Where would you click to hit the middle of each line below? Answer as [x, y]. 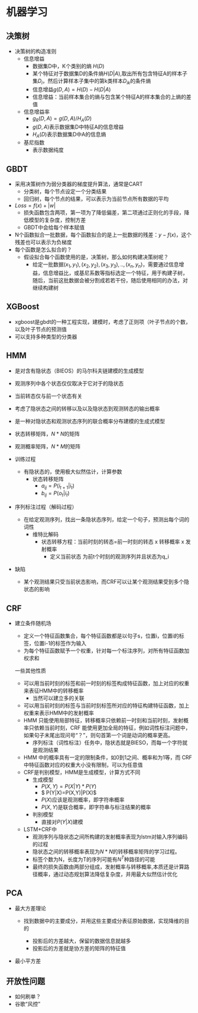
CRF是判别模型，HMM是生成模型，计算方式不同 [82, 772]
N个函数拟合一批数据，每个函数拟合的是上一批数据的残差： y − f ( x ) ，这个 [103, 235]
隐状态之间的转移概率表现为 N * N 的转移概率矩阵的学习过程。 [106, 852]
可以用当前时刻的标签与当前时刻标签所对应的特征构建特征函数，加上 [106, 706]
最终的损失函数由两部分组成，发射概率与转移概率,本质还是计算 [108, 867]
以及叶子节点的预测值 [40, 329]
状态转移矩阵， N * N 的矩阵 [47, 434]
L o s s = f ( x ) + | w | [35, 206]
